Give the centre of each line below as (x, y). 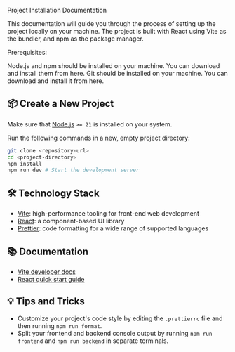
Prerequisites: (27, 52)
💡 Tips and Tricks (46, 301)
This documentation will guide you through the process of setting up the (112, 24)
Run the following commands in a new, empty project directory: (99, 138)
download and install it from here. (56, 81)
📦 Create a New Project (61, 104)
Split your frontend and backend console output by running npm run (115, 333)
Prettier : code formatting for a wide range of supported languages (113, 228)
